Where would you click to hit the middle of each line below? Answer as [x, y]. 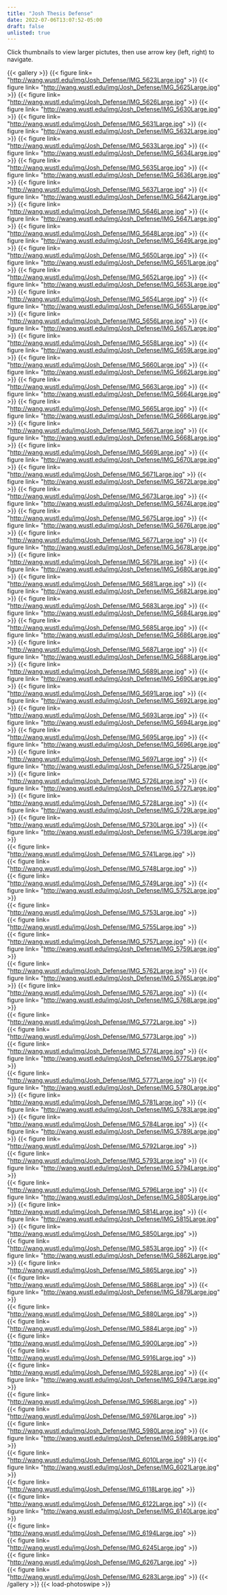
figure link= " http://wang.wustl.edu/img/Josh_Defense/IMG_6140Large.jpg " [113, 1511]
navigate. [20, 60]
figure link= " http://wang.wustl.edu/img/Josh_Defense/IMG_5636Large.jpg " [114, 175]
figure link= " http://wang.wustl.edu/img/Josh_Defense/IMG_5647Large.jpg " [114, 219]
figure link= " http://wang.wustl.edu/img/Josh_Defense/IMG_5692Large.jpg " [114, 701]
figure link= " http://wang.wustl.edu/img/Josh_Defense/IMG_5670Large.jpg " [114, 460]
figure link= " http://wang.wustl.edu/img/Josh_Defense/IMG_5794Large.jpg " [114, 1168]
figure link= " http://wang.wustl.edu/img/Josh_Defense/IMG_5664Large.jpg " [114, 394]
